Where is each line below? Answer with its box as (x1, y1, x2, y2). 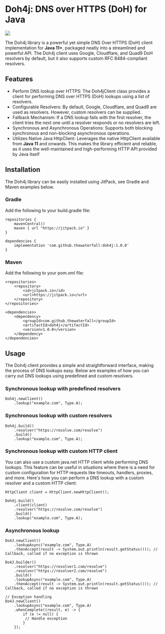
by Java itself (12, 151, 40, 157)
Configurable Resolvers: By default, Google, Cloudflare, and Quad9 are (12, 104, 157, 110)
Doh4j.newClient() (5, 397, 43, 402)
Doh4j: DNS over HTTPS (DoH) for (5, 3, 147, 15)
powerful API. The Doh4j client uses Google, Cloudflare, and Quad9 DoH (5, 50, 153, 56)
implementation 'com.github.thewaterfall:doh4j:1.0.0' (14, 243, 129, 248)
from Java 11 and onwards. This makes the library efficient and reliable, (12, 140, 158, 146)
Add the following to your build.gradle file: (5, 207, 90, 213)
